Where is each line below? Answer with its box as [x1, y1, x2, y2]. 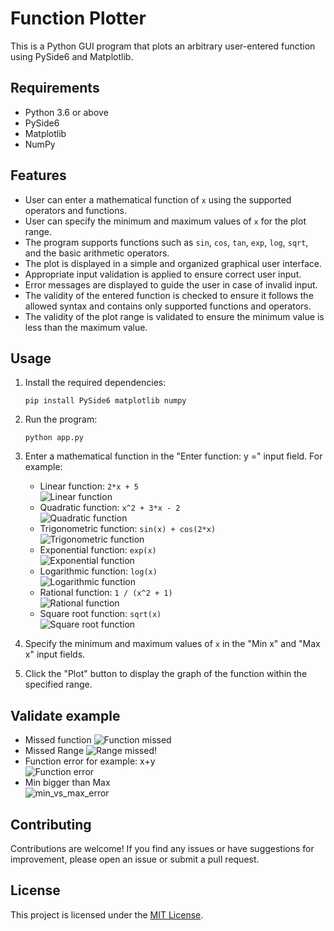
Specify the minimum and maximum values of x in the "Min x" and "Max [24, 638, 321, 650]
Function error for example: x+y [24, 755, 156, 767]
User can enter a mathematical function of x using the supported [24, 193, 292, 206]
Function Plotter [10, 7, 147, 30]
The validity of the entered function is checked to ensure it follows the [24, 289, 314, 301]
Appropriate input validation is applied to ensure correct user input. [24, 268, 302, 280]
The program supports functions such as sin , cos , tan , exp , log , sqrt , [24, 236, 309, 248]
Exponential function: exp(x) [39, 544, 157, 556]
